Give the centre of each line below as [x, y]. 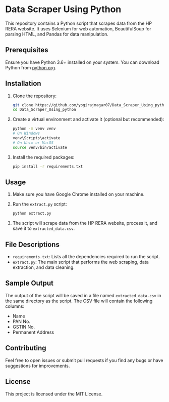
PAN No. [21, 321]
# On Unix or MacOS [33, 143]
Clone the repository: [35, 96]
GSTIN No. [24, 327]
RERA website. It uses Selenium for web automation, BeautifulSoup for [78, 28]
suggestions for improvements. [38, 366]
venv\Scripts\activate [36, 138]
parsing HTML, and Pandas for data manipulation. [57, 34]
